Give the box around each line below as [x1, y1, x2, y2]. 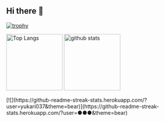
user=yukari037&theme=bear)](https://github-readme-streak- [6, 103, 160, 110]
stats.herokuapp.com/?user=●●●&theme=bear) [6, 109, 128, 116]
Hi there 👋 [6, 6, 44, 16]
